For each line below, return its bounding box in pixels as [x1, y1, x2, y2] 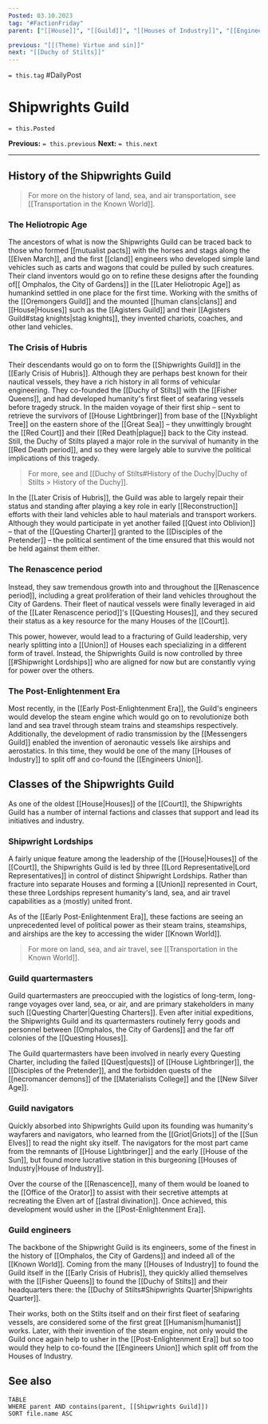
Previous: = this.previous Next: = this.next [8, 139, 158, 149]
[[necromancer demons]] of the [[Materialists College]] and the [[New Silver [8, 1074, 258, 1084]
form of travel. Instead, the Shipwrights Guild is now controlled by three [8, 648, 243, 658]
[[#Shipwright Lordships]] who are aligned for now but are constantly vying [8, 657, 256, 666]
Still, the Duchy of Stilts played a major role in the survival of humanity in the [8, 436, 259, 446]
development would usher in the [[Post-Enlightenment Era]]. [8, 1204, 206, 1214]
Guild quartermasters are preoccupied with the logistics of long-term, [8, 991, 237, 1000]
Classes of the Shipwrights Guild [8, 778, 175, 791]
